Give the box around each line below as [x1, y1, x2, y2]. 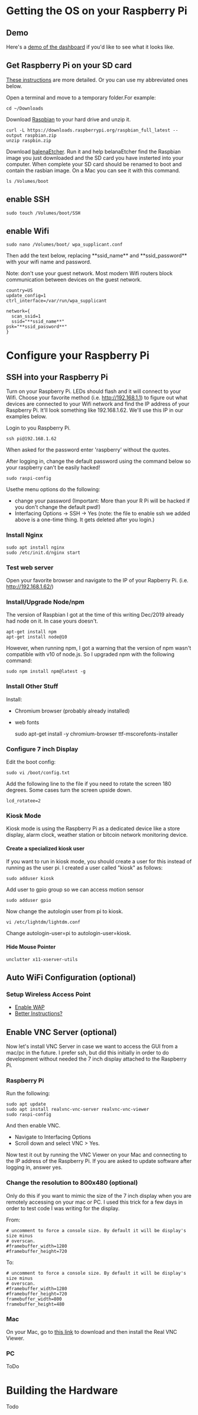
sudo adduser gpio [6, 898, 51, 904]
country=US [6, 288, 33, 294]
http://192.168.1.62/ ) [6, 583, 54, 590]
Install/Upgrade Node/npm [6, 598, 85, 606]
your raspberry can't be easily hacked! [6, 464, 100, 471]
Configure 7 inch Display [6, 744, 79, 753]
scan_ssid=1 [11, 314, 41, 320]
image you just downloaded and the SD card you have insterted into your [6, 154, 184, 161]
